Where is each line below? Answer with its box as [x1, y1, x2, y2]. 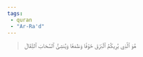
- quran [10, 16, 32, 23]
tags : [7, 10, 23, 17]
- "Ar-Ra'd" [10, 23, 45, 30]
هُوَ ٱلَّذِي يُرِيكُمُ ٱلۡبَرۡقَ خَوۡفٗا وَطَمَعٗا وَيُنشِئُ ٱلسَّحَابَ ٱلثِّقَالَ [23, 42, 137, 50]
